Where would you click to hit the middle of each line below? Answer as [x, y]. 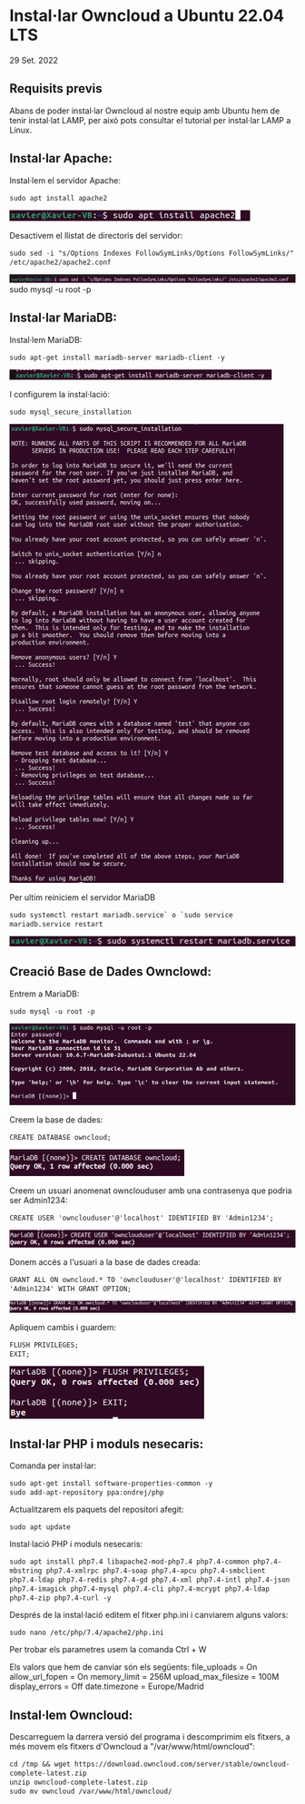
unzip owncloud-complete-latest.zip [79, 1783]
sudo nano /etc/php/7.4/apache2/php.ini [87, 1633]
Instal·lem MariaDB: [46, 339]
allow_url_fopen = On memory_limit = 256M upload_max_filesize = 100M [144, 1677]
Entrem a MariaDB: [44, 994]
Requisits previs [56, 88]
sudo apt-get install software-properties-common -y [111, 1484]
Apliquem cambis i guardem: [63, 1327]
